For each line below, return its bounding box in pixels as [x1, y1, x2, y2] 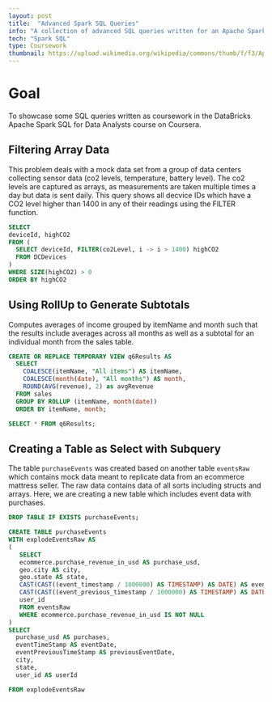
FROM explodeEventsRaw [8, 685, 85, 694]
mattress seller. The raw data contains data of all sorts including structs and [8, 480, 261, 490]
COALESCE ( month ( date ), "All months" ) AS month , [23, 375, 186, 383]
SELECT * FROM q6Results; [8, 420, 96, 428]
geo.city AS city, [19, 565, 82, 574]
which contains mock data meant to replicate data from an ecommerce [8, 472, 244, 482]
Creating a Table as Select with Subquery [8, 442, 221, 455]
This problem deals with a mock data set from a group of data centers [8, 164, 241, 174]
